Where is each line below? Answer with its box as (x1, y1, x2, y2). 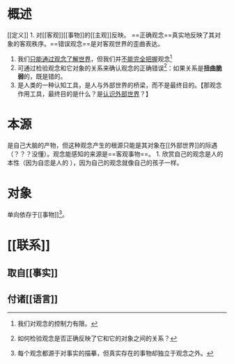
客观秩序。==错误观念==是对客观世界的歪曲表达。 (19, 39, 164, 47)
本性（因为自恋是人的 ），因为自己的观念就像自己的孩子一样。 (7, 158, 183, 167)
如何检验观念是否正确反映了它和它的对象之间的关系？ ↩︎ (17, 334, 178, 342)
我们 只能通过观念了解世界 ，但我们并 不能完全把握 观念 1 (17, 53, 173, 63)
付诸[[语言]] (7, 293, 58, 305)
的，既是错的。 (23, 73, 67, 81)
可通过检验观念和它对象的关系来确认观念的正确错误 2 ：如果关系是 (17, 62, 204, 72)
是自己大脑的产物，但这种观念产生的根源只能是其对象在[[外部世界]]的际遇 (7, 141, 218, 150)
